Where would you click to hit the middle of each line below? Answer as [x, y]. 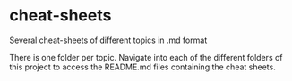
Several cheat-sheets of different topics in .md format [108, 40]
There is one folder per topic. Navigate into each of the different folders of [146, 57]
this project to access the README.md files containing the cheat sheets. [142, 67]
